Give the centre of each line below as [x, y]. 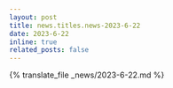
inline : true [33, 42]
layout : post [33, 17]
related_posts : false [49, 50]
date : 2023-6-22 [39, 33]
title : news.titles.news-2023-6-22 [75, 26]
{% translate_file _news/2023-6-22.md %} [87, 75]
